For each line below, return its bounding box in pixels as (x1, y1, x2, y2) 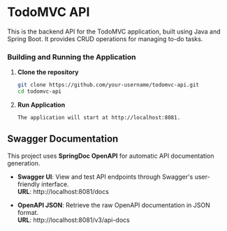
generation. (7, 158, 41, 167)
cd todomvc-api (17, 88, 62, 95)
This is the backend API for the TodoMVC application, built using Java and (7, 27, 221, 36)
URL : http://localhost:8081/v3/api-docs (17, 216, 131, 224)
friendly (17, 179, 41, 188)
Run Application (17, 100, 66, 109)
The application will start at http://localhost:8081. (17, 114, 181, 121)
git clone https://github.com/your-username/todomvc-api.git (17, 82, 200, 89)
